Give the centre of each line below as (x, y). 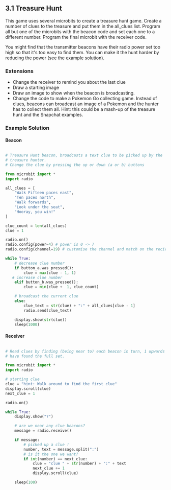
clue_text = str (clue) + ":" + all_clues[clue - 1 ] (80, 306)
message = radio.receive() (43, 431)
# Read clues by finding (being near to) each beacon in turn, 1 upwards (85, 351)
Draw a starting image (36, 88)
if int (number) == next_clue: (55, 459)
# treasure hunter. (26, 160)
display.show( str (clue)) (41, 320)
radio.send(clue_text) (48, 310)
